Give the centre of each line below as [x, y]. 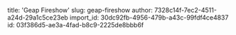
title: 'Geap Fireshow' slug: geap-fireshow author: [80, 10]
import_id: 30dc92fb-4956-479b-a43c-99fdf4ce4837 [149, 17]
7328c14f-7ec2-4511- [185, 10]
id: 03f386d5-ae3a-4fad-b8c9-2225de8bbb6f [76, 25]
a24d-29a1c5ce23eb [38, 17]
